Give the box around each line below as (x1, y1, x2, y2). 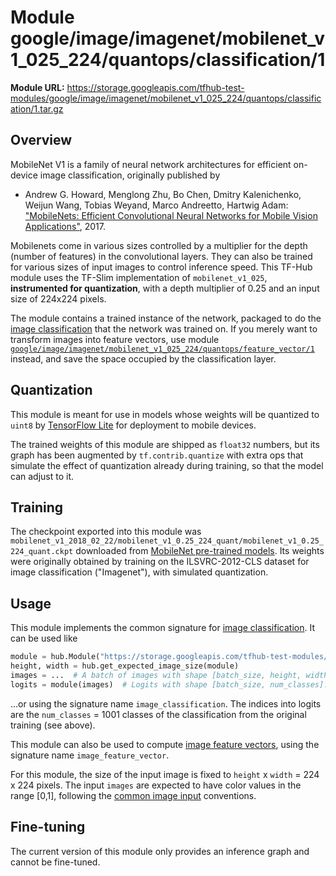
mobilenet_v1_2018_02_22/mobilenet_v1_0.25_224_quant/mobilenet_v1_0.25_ (10, 536, 325, 546)
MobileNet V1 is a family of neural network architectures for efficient (10, 158, 292, 170)
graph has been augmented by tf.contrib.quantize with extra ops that (10, 449, 304, 461)
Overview (10, 132, 73, 149)
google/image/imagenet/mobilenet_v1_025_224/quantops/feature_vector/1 (10, 344, 315, 354)
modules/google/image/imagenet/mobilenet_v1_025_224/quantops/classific (10, 92, 322, 104)
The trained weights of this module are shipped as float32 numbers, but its (10, 438, 320, 450)
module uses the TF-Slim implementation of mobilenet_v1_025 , (10, 271, 268, 283)
